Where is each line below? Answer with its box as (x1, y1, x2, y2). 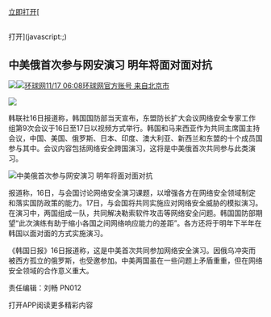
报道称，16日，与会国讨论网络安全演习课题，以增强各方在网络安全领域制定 (8, 188, 256, 198)
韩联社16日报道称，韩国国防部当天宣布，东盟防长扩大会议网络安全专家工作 (8, 113, 256, 123)
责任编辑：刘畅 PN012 (8, 283, 82, 293)
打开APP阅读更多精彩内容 (8, 300, 94, 310)
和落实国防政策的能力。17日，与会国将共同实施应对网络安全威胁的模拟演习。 (8, 198, 263, 208)
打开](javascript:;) (8, 32, 67, 42)
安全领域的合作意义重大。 (8, 266, 94, 276)
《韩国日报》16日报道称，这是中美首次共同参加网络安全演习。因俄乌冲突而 (8, 246, 256, 256)
